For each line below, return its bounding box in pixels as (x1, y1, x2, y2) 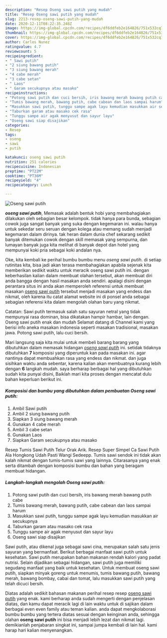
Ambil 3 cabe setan (12, 426, 52, 432)
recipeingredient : (5, 53, 43, 59)
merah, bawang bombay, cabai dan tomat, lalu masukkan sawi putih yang (5, 575, 156, 581)
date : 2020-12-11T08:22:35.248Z (5, 21, 72, 26)
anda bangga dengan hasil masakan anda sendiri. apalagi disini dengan (5, 278, 152, 284)
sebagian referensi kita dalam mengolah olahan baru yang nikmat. (5, 299, 140, 305)
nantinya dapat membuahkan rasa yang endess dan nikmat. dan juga (5, 355, 147, 361)
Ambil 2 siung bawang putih (12, 410, 70, 416)
